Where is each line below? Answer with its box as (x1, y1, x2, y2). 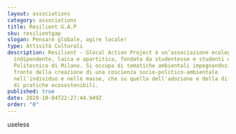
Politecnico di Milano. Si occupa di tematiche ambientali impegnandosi (13, 62, 231, 69)
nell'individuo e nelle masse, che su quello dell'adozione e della (13, 75, 218, 82)
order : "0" (7, 101, 39, 108)
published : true (7, 88, 55, 95)
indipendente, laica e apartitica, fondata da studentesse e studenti (13, 56, 225, 63)
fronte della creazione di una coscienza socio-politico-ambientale (13, 68, 218, 75)
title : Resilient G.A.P (7, 23, 77, 30)
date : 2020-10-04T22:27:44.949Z (7, 95, 102, 102)
